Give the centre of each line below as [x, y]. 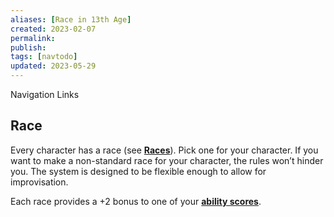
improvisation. [39, 182]
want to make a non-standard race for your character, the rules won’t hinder [167, 160]
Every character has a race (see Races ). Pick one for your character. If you [164, 150]
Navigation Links [45, 94]
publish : [28, 47]
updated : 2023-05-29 [53, 66]
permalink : [33, 38]
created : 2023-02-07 [53, 29]
